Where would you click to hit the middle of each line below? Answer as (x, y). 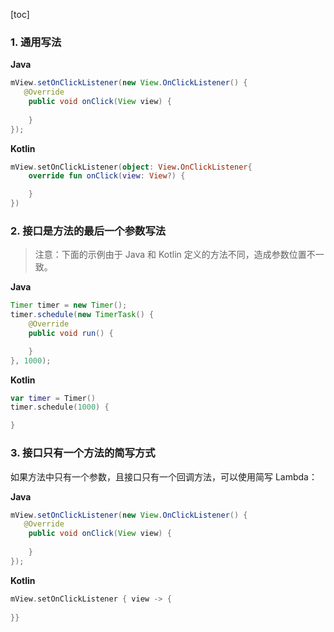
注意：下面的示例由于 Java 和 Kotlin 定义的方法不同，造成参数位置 (170, 255)
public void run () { (71, 333)
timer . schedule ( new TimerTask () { (82, 315)
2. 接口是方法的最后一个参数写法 (88, 231)
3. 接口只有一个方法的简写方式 (83, 453)
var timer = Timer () (53, 398)
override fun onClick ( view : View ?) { (107, 176)
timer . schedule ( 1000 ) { (60, 407)
